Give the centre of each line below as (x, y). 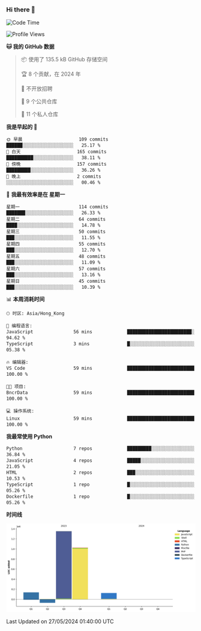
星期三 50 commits (56, 232)
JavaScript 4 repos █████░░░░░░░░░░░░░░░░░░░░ (100, 461)
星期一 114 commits (57, 207)
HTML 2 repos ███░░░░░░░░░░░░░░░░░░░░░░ (100, 473)
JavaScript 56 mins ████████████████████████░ (100, 332)
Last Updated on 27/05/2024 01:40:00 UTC (60, 621)
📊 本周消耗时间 (25, 299)
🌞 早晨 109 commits (57, 140)
